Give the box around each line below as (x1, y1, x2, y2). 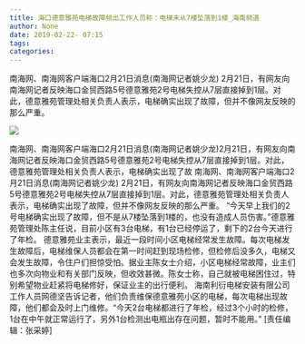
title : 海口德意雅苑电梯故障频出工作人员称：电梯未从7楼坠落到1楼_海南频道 (9, 13, 261, 23)
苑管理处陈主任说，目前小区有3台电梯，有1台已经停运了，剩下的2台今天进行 (9, 223, 293, 234)
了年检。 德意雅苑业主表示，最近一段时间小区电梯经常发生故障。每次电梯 (9, 234, 282, 245)
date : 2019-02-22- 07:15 (9, 30, 103, 39)
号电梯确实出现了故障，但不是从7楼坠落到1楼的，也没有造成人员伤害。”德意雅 (9, 211, 295, 222)
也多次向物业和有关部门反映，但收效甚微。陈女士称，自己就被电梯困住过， (9, 269, 288, 280)
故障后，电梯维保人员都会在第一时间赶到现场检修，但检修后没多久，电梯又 (16, 246, 296, 257)
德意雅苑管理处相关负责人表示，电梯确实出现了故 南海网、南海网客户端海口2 (9, 166, 295, 177)
